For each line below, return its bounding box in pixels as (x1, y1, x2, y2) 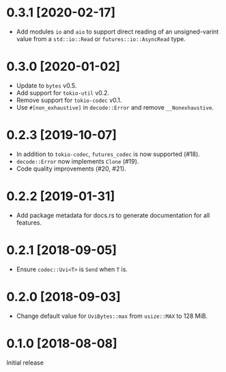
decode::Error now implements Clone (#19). (16, 157, 139, 165)
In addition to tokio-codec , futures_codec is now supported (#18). (16, 149, 201, 158)
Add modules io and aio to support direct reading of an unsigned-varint (16, 27, 219, 36)
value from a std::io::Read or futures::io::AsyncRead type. (16, 34, 186, 42)
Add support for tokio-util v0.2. (16, 88, 110, 97)
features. (16, 218, 42, 227)
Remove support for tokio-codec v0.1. (16, 96, 122, 104)
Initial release (6, 358, 44, 367)
